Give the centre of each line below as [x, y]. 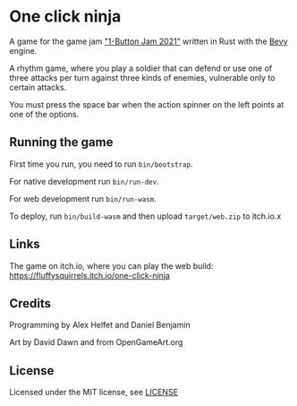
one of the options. [44, 114]
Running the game [61, 142]
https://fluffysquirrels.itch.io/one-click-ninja [89, 275]
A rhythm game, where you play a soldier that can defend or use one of [141, 68]
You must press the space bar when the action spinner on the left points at [147, 104]
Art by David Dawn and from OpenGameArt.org [96, 342]
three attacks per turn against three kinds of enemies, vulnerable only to [142, 77]
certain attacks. [38, 87]
